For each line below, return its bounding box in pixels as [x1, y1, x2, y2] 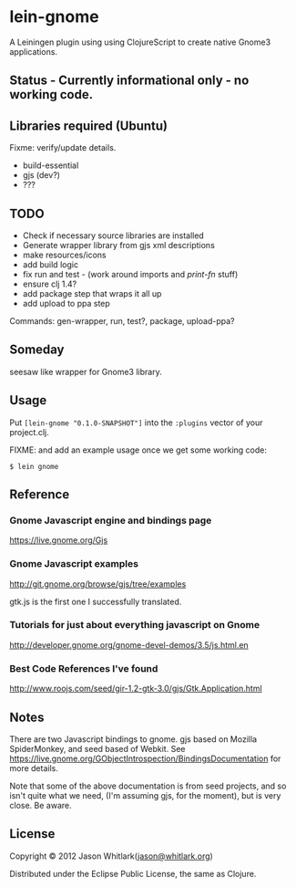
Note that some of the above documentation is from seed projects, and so [9, 780, 287, 791]
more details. [9, 762, 59, 773]
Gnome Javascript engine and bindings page [9, 514, 212, 527]
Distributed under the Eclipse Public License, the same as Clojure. [9, 868, 257, 879]
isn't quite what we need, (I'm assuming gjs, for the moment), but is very [9, 789, 281, 800]
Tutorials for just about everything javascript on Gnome [9, 619, 260, 632]
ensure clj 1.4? [22, 278, 77, 289]
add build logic [22, 258, 79, 270]
